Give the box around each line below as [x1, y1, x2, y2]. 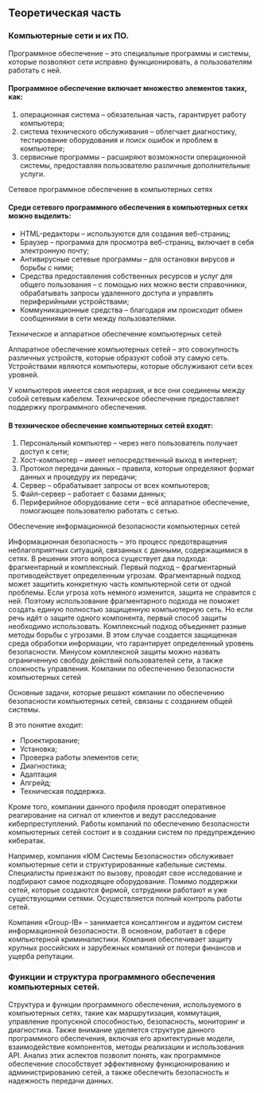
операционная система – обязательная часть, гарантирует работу [19, 109, 247, 119]
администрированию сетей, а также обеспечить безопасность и [8, 1067, 229, 1077]
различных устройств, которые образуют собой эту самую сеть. [8, 353, 230, 363]
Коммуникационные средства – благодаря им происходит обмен [19, 305, 243, 315]
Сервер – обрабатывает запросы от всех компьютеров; [19, 481, 211, 490]
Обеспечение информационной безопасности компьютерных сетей [8, 521, 240, 531]
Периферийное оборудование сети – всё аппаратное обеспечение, [19, 497, 250, 507]
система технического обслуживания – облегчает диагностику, [19, 127, 237, 136]
